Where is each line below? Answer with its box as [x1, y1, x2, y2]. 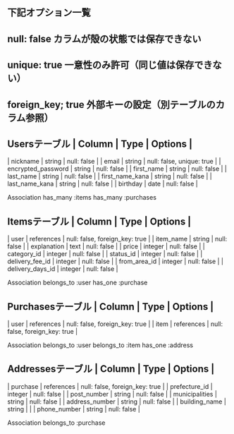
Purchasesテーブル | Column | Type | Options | [7, 301, 214, 313]
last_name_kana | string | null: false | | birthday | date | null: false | [7, 179, 199, 188]
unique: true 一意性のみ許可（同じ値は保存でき [7, 59, 213, 71]
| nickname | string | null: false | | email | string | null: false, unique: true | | [7, 157, 221, 166]
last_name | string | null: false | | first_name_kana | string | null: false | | [7, 172, 213, 181]
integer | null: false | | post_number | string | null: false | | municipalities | [7, 390, 217, 398]
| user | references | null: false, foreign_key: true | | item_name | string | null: [7, 235, 228, 243]
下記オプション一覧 [7, 6, 91, 19]
